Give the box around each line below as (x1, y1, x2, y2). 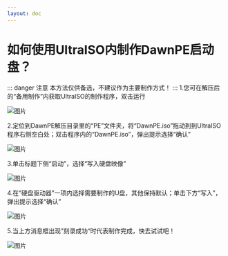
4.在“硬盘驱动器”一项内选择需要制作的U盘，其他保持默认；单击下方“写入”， (7, 188, 222, 197)
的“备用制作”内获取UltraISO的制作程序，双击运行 (7, 92, 146, 100)
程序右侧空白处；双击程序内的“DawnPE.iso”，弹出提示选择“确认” (7, 130, 191, 138)
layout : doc (7, 10, 41, 17)
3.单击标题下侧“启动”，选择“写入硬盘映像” (7, 159, 126, 168)
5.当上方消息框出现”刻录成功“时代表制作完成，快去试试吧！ (7, 226, 175, 235)
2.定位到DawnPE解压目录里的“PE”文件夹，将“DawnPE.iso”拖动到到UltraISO (7, 121, 221, 130)
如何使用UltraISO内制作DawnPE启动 (7, 42, 214, 57)
